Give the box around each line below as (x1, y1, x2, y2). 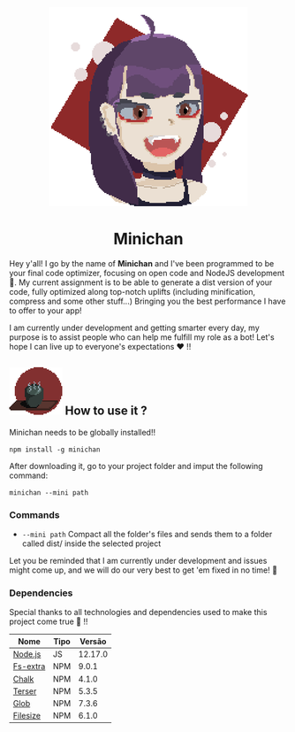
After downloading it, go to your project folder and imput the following (9, 460, 263, 471)
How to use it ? (64, 404, 147, 419)
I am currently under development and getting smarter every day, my (9, 322, 260, 333)
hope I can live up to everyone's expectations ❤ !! (9, 341, 192, 351)
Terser (12, 685, 37, 697)
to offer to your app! (9, 304, 82, 316)
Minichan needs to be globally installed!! (9, 427, 156, 437)
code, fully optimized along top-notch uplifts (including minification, (9, 286, 256, 297)
